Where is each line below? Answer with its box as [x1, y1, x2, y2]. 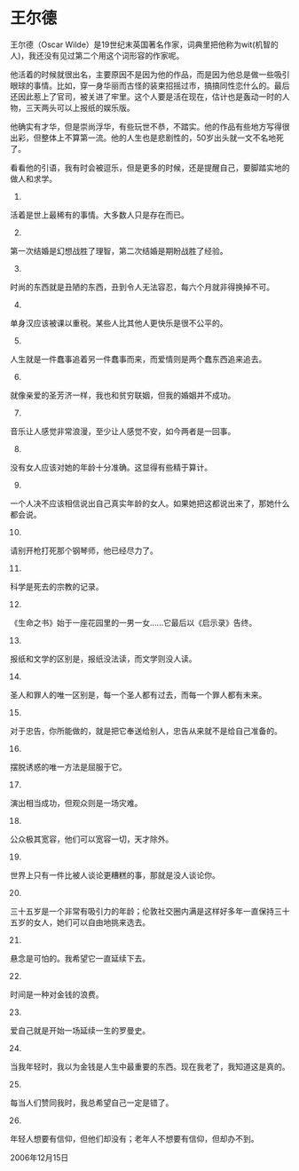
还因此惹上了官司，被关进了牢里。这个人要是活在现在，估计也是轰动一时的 [10, 91, 282, 102]
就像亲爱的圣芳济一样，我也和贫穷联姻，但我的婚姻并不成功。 [10, 390, 236, 400]
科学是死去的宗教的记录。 [10, 581, 104, 591]
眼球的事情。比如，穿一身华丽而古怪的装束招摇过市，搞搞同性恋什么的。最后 [10, 80, 290, 91]
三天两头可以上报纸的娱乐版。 [25, 102, 135, 113]
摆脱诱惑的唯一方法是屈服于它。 [10, 761, 127, 772]
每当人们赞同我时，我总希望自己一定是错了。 [10, 1097, 174, 1108]
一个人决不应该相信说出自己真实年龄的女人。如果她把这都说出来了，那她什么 [10, 498, 290, 509]
